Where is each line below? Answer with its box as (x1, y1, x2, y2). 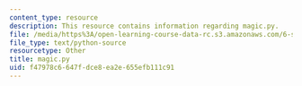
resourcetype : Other (9, 47, 87, 56)
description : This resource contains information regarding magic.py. (9, 21, 280, 30)
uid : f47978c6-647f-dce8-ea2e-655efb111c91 (9, 64, 175, 73)
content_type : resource (9, 13, 99, 22)
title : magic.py (9, 55, 70, 64)
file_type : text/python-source (9, 38, 127, 47)
